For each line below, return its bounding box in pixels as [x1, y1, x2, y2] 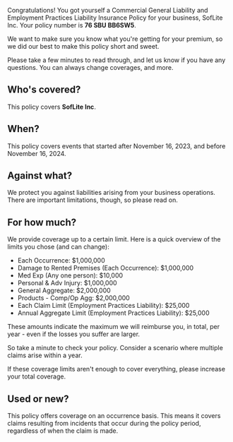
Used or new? [7, 393, 69, 405]
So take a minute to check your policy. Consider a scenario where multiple [7, 344, 224, 352]
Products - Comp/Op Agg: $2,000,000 [17, 294, 131, 302]
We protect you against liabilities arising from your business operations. [7, 189, 215, 197]
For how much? [7, 216, 77, 228]
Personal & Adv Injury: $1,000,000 [17, 279, 118, 287]
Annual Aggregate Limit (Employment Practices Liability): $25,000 [17, 309, 210, 317]
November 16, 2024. [7, 149, 66, 157]
